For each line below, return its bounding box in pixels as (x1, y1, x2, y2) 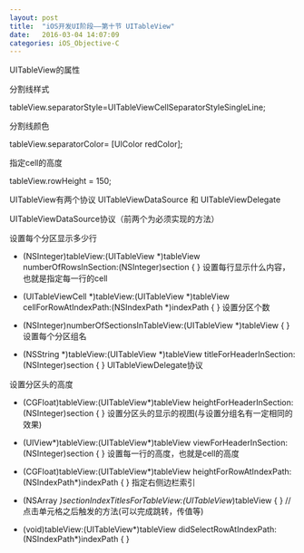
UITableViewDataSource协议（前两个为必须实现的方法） (9, 214, 220, 225)
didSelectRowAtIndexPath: (178, 524, 277, 535)
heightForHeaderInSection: (192, 397, 294, 408)
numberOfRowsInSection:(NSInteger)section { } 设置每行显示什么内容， (22, 262, 290, 273)
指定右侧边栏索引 (131, 477, 196, 488)
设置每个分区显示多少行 (9, 233, 97, 244)
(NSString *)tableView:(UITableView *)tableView (22, 349, 202, 360)
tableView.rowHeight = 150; (9, 176, 112, 187)
